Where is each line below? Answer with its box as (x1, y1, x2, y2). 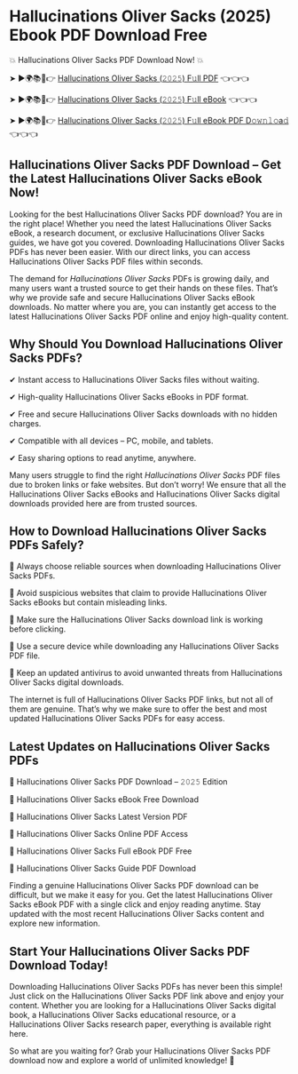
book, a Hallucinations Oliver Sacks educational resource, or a (9, 1010, 237, 1020)
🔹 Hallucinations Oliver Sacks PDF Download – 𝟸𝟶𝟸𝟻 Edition (9, 776, 228, 787)
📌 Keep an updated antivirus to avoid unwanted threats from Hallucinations (9, 668, 283, 679)
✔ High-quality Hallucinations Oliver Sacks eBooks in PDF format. (9, 391, 249, 402)
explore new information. (9, 918, 100, 929)
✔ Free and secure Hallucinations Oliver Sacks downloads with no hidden (9, 409, 278, 419)
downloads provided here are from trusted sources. (9, 497, 198, 508)
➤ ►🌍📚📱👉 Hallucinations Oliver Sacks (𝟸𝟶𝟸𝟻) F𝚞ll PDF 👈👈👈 (9, 73, 250, 84)
